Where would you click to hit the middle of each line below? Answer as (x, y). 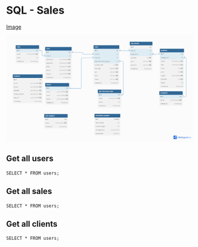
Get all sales (29, 191)
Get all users (30, 159)
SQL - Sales (35, 10)
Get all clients (32, 224)
